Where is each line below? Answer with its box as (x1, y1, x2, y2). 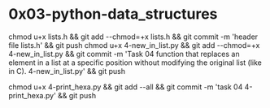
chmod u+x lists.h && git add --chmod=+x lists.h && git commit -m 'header (8, 32, 259, 41)
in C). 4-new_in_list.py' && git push (8, 66, 126, 76)
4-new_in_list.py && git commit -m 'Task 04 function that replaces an (8, 49, 240, 58)
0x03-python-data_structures (8, 5, 218, 24)
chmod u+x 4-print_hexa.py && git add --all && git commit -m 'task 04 (8, 82, 243, 92)
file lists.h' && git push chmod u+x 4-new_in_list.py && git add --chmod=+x (8, 40, 260, 50)
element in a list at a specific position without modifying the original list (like (8, 58, 262, 67)
